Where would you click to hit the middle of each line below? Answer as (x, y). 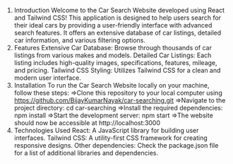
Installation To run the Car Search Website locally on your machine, (112, 85)
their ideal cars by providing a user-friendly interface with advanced (113, 25)
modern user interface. (47, 78)
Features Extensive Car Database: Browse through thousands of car (113, 48)
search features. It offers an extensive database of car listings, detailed (118, 33)
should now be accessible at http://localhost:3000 (87, 123)
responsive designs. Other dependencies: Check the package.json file (116, 145)
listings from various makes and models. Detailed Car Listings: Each (113, 55)
